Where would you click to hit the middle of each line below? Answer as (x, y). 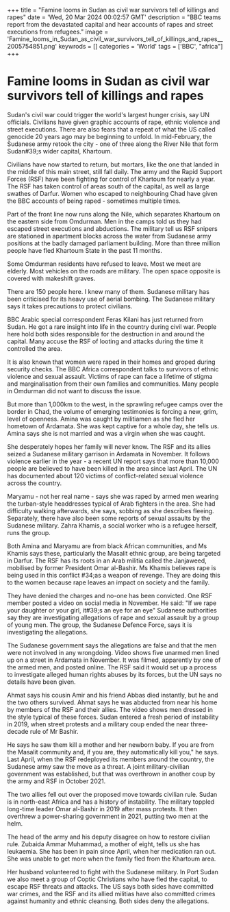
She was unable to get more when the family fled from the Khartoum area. (112, 859)
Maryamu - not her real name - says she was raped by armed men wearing (113, 496)
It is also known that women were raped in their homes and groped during (111, 362)
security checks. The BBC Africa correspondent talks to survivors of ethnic (113, 369)
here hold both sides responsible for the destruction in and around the (106, 334)
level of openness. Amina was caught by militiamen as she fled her (101, 419)
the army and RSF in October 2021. (56, 781)
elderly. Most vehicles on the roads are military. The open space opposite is (114, 271)
